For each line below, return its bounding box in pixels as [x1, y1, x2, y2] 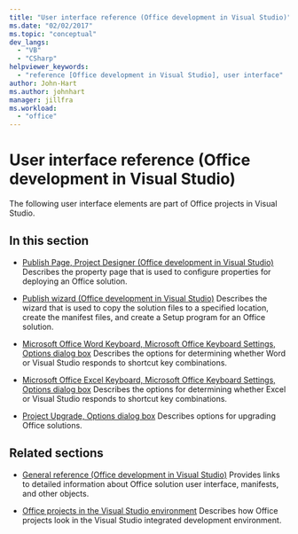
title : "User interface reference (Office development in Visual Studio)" [9, 12, 292, 22]
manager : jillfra [9, 95, 74, 105]
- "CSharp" [17, 54, 58, 63]
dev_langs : [9, 37, 50, 47]
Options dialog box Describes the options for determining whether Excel [21, 383, 286, 395]
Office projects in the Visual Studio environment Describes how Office [21, 505, 278, 515]
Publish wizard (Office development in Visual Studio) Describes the [21, 293, 268, 303]
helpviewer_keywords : [9, 63, 90, 72]
